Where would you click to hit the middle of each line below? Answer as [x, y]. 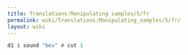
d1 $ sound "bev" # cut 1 [45, 46]
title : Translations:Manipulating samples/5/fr [79, 14]
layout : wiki [26, 26]
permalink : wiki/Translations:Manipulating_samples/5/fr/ [94, 20]
